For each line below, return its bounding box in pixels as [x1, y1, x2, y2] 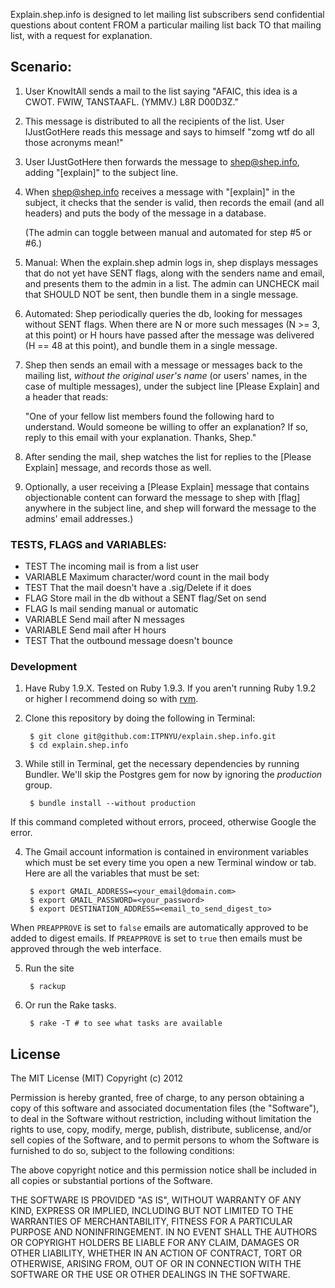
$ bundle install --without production [29, 799, 196, 809]
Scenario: [10, 59, 73, 76]
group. [24, 779, 53, 791]
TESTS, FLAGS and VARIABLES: [10, 537, 167, 551]
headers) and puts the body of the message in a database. [24, 207, 267, 219]
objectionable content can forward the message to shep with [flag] [24, 491, 301, 503]
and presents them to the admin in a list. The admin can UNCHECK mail [24, 277, 320, 289]
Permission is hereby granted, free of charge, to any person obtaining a [10, 1092, 305, 1104]
